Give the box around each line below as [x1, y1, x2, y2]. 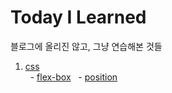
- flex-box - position [29, 71, 118, 83]
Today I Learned [10, 6, 147, 29]
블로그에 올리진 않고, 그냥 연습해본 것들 [10, 40, 163, 52]
